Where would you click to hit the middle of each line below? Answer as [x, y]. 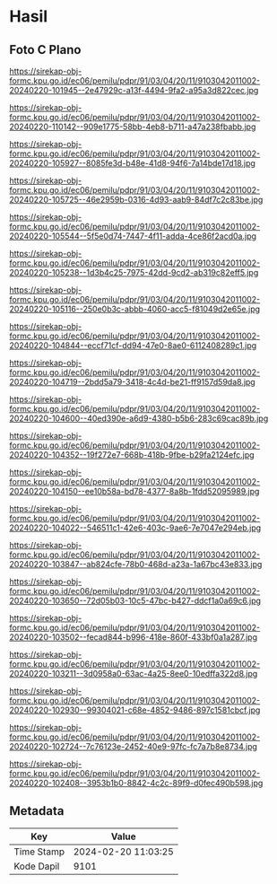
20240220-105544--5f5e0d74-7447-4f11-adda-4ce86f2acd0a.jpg [133, 236]
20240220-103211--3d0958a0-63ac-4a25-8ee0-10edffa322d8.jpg [134, 674]
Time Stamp [39, 852]
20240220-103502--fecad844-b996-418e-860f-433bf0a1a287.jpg [134, 637]
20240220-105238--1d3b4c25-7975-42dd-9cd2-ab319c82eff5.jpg [134, 272]
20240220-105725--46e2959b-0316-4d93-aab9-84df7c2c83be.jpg [136, 200]
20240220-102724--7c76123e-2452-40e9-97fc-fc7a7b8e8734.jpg [134, 746]
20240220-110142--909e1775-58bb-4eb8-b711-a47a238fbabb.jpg [133, 127]
